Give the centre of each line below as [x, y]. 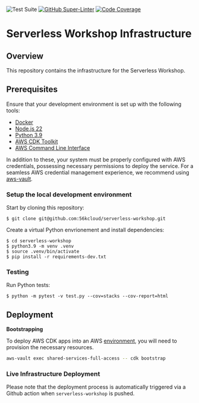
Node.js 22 [29, 128]
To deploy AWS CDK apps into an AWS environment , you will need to [92, 341]
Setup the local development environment [69, 195]
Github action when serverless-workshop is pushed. [71, 393]
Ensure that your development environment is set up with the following [94, 104]
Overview [25, 56]
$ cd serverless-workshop [39, 241]
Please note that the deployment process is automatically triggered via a [96, 387]
